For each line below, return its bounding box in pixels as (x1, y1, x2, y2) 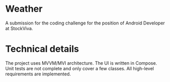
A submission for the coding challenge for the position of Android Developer (5, 20, 165, 26)
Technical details (5, 43, 79, 55)
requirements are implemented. (5, 71, 71, 77)
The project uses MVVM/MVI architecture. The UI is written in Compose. (5, 60, 157, 66)
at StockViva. (5, 25, 33, 31)
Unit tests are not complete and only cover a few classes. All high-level (5, 65, 154, 71)
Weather (5, 3, 43, 15)
